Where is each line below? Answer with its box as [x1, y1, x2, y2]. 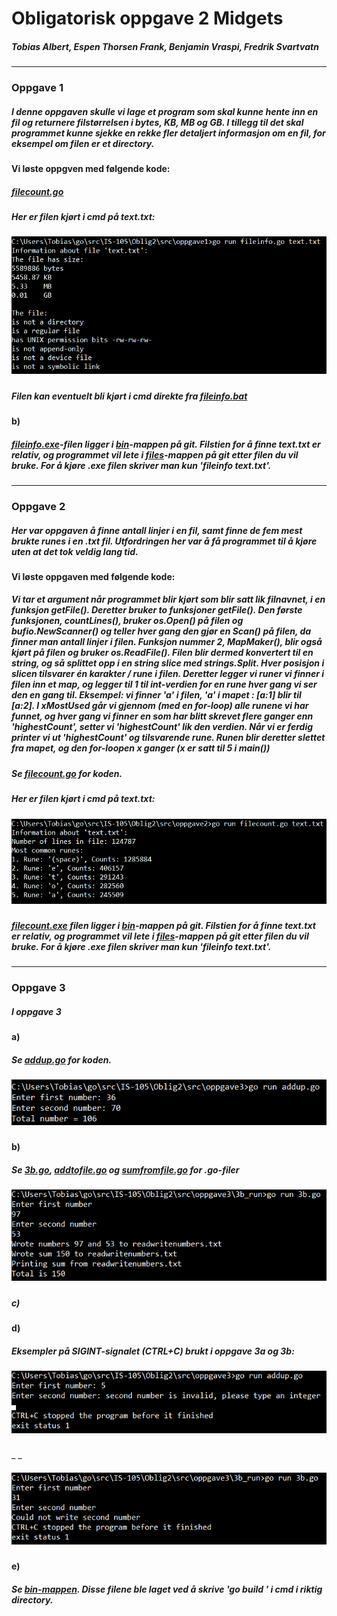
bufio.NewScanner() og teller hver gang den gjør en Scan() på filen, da [11, 625, 312, 637]
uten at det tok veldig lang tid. [11, 545, 139, 557]
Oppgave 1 [11, 81, 64, 95]
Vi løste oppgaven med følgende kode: [11, 570, 176, 582]
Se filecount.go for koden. [11, 767, 123, 779]
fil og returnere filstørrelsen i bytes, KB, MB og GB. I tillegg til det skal [11, 116, 304, 128]
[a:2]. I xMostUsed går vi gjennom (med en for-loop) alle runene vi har [11, 700, 309, 712]
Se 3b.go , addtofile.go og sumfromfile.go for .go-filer [11, 1163, 240, 1176]
